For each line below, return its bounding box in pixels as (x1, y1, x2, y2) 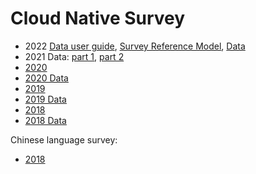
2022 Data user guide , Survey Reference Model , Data (24, 40, 246, 52)
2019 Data (24, 93, 67, 105)
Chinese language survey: (10, 133, 118, 146)
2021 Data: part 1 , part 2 (24, 50, 125, 62)
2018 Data (24, 114, 67, 126)
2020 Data (24, 72, 69, 84)
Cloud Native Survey (10, 7, 186, 30)
